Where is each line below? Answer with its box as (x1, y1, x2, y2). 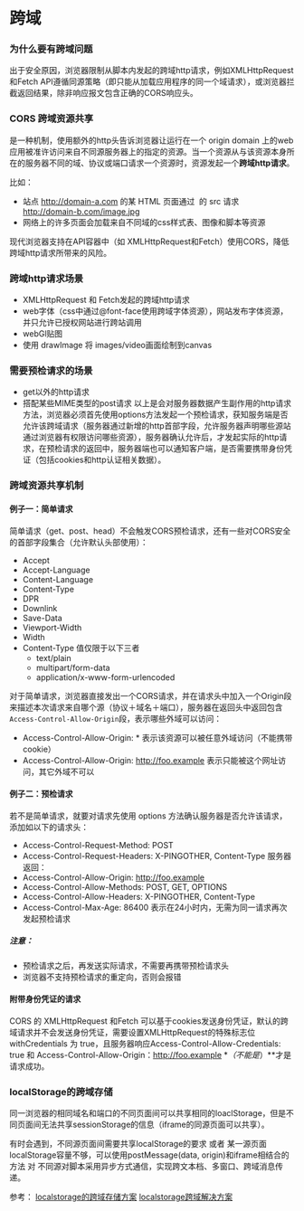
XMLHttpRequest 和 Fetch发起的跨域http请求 (22, 295, 190, 306)
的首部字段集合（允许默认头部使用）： (9, 536, 148, 547)
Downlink (22, 602, 58, 613)
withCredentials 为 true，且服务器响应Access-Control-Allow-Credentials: (9, 1037, 281, 1049)
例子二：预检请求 (9, 789, 73, 799)
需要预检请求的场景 (9, 364, 93, 376)
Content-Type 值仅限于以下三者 (22, 642, 140, 653)
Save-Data (22, 612, 63, 623)
